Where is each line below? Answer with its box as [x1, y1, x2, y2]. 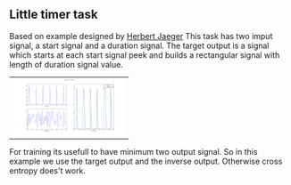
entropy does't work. [9, 165, 87, 176]
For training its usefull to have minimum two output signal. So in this [9, 146, 258, 157]
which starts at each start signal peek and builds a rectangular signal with [9, 49, 280, 60]
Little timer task [9, 7, 98, 22]
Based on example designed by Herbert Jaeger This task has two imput [9, 30, 273, 41]
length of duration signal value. [9, 59, 123, 69]
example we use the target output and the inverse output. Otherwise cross [9, 156, 283, 166]
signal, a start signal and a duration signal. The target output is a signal [9, 40, 270, 51]
